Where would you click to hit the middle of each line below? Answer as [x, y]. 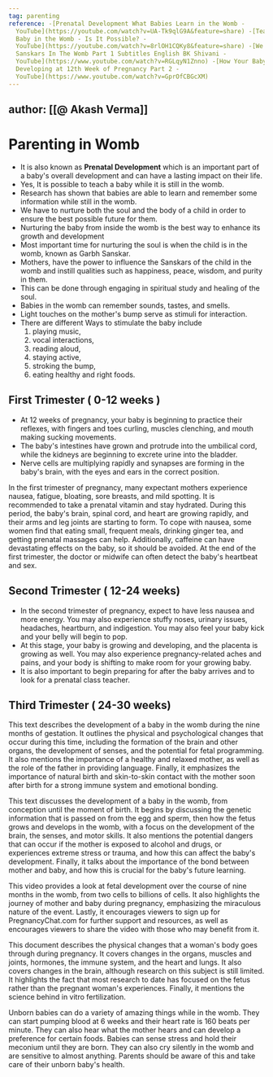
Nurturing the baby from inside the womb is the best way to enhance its [140, 227]
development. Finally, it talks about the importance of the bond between [129, 862]
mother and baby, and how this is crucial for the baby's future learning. [127, 870]
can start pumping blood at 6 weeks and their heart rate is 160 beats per [129, 1022]
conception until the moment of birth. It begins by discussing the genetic [130, 810]
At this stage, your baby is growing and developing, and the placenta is [139, 645]
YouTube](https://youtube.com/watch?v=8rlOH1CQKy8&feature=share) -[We [140, 46]
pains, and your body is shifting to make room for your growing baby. [136, 662]
